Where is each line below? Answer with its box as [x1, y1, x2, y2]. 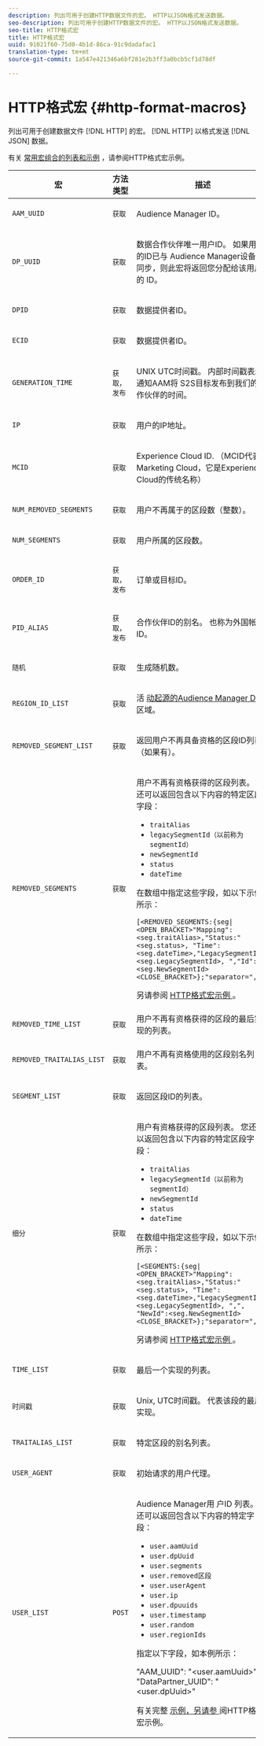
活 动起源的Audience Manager [136, 692, 249, 703]
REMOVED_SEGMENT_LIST [12, 741, 93, 750]
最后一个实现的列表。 [136, 1364, 216, 1375]
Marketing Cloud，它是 [136, 462, 222, 473]
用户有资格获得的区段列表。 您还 [136, 1121, 257, 1132]
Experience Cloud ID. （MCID [136, 450, 245, 461]
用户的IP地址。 [136, 420, 191, 431]
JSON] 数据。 [8, 135, 53, 146]
